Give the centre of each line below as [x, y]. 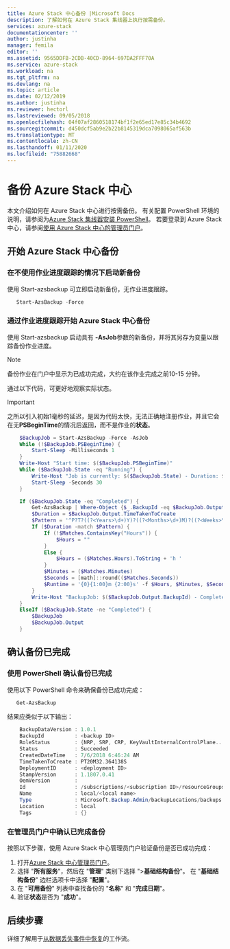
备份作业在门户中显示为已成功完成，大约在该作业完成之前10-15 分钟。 [105, 373]
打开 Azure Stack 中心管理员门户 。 [65, 862]
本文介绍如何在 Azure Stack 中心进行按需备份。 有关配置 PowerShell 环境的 [113, 210]
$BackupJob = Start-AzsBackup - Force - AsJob [84, 438]
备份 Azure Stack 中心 [69, 190]
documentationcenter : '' [42, 33]
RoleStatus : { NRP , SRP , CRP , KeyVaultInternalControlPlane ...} [124, 743]
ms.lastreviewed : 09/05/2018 [49, 115]
